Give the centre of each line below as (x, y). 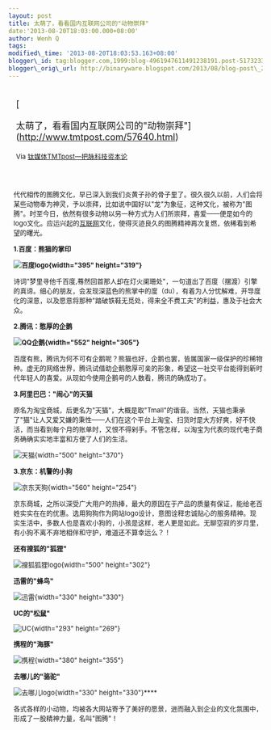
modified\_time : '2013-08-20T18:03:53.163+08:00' (94, 53)
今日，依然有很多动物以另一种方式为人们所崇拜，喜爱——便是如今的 (148, 213)
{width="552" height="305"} (92, 342)
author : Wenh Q (34, 38)
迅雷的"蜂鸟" (33, 580)
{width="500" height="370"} (79, 455)
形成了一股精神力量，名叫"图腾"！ (66, 718)
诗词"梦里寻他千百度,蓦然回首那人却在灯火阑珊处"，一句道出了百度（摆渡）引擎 (135, 281)
